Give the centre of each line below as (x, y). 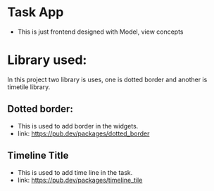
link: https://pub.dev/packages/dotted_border (83, 133)
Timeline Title (38, 156)
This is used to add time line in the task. (75, 172)
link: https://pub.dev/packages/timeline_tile (80, 180)
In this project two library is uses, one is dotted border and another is (107, 79)
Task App (36, 12)
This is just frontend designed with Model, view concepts (101, 32)
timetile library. (29, 87)
